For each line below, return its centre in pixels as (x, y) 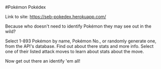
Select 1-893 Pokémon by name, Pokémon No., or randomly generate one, (81, 41)
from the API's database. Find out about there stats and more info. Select (80, 46)
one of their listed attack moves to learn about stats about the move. (75, 52)
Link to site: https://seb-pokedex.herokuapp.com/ (56, 17)
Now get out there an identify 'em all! (43, 61)
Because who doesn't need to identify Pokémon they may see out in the (78, 26)
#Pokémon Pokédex (25, 7)
